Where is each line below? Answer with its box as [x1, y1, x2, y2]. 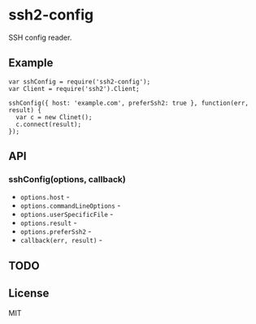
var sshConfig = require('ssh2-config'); [8, 77, 151, 86]
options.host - [20, 192, 71, 202]
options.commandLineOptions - [20, 201, 121, 210]
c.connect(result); [15, 120, 82, 128]
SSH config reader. [8, 32, 72, 42]
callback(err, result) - [20, 235, 103, 245]
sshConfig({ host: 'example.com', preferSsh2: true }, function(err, [8, 99, 249, 107]
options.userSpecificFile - [20, 210, 114, 219]
